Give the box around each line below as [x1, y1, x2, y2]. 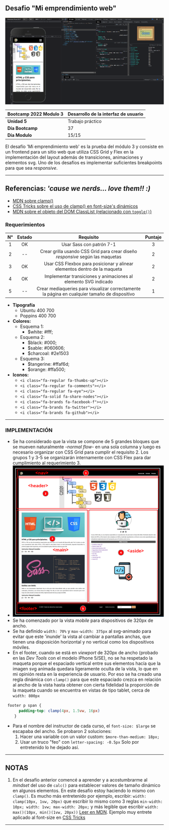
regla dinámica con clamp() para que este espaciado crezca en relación [12, 676, 161, 682]
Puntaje [145, 234, 162, 240]
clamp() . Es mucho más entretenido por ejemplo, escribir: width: [12, 793, 147, 799]
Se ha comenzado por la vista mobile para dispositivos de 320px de [12, 617, 153, 623]
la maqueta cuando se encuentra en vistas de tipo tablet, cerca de [12, 687, 150, 693]
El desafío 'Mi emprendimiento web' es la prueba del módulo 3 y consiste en [5, 143, 163, 150]
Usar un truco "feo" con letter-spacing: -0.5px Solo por [20, 739, 139, 745]
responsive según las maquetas [56, 254, 122, 260]
